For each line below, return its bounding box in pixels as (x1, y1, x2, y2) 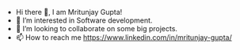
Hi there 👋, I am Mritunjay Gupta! (15, 8, 123, 16)
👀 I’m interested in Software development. (15, 16, 153, 25)
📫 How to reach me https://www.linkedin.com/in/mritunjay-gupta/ (15, 33, 232, 42)
